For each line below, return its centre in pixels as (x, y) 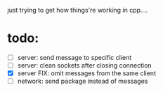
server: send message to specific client (74, 57)
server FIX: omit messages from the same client (87, 73)
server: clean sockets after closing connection (85, 65)
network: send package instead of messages (83, 81)
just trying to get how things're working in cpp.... (78, 10)
